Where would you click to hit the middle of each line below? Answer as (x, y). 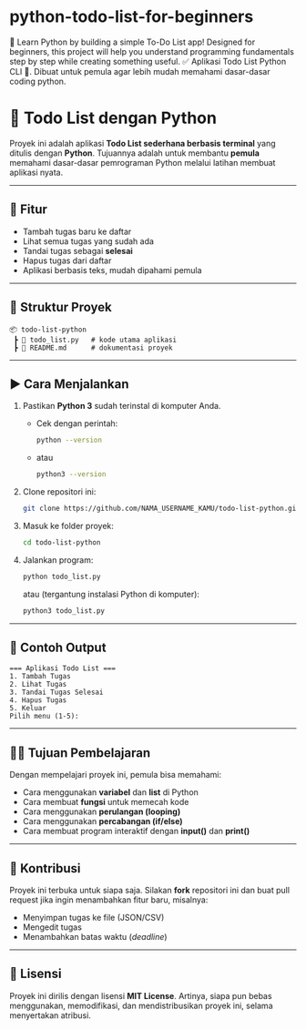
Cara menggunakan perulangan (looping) (102, 811)
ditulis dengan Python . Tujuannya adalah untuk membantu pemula (134, 153)
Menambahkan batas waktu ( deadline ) (95, 937)
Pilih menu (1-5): (44, 717)
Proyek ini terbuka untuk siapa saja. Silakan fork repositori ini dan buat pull (149, 890)
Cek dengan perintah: (77, 423)
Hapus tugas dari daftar (67, 260)
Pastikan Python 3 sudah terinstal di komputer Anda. (122, 406)
